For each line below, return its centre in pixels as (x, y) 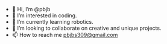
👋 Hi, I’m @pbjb (31, 9)
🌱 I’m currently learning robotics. (52, 22)
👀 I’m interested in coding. (44, 15)
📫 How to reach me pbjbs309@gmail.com (65, 35)
